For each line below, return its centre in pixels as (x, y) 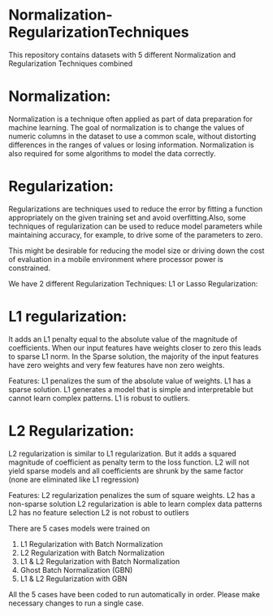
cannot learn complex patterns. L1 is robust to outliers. (100, 398)
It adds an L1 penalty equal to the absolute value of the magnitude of (123, 339)
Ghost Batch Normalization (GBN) (76, 570)
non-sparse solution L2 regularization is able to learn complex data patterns (135, 504)
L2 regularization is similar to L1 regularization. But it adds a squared (123, 453)
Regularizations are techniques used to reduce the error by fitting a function (136, 208)
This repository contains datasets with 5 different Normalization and (122, 55)
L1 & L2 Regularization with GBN (74, 579)
